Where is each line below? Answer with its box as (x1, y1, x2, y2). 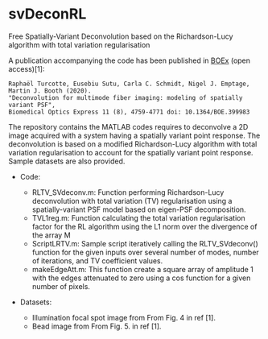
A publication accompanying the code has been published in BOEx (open (8, 56, 251, 65)
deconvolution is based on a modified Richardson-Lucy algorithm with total (8, 138, 258, 149)
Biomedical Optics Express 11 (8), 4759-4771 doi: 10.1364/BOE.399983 (8, 108, 250, 116)
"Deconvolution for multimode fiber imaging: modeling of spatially (8, 93, 243, 101)
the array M (31, 230, 71, 240)
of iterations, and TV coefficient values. (31, 255, 163, 266)
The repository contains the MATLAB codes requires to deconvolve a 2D (8, 122, 249, 131)
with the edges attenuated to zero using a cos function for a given (31, 273, 251, 283)
